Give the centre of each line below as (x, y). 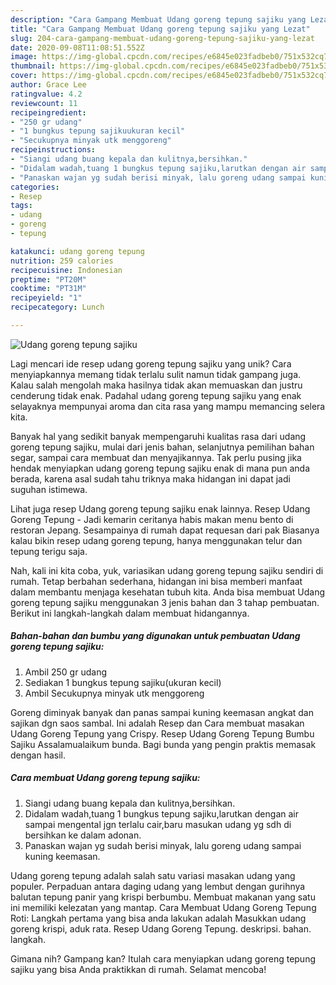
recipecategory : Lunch (57, 307)
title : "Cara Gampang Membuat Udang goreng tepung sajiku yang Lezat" (160, 29)
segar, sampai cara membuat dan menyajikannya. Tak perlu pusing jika (156, 457)
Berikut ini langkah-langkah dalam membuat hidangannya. (130, 613)
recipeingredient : (48, 112)
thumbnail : (33, 66)
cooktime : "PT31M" (48, 289)
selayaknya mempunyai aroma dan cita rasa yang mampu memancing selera (168, 406)
